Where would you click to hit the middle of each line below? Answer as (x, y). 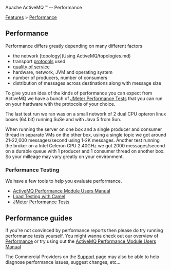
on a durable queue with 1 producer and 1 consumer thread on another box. (85, 151)
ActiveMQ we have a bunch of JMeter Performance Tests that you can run (84, 98)
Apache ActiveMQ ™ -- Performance (44, 7)
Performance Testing (32, 170)
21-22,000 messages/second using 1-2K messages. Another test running (83, 140)
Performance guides (39, 218)
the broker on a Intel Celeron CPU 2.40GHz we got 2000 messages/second (85, 145)
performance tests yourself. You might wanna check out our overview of (82, 236)
